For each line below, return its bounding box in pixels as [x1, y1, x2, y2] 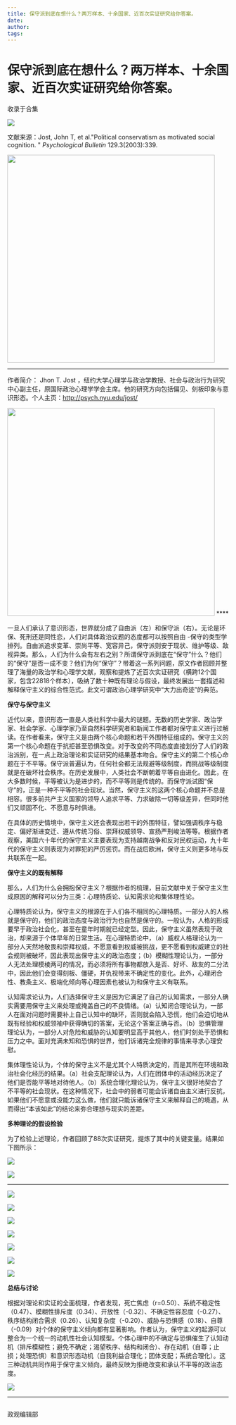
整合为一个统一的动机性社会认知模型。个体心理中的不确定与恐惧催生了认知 [7, 1334, 223, 1343]
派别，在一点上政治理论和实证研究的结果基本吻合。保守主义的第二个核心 [13, 751, 223, 759]
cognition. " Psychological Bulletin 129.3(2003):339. [7, 141, 158, 149]
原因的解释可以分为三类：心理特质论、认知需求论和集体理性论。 [13, 892, 198, 901]
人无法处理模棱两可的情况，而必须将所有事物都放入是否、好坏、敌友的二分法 [7, 960, 229, 969]
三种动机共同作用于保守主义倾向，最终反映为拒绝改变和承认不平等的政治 [7, 1360, 216, 1369]
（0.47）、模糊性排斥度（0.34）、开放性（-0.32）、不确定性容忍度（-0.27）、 [7, 1307, 225, 1316]
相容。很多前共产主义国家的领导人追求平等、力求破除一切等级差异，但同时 [7, 795, 223, 803]
